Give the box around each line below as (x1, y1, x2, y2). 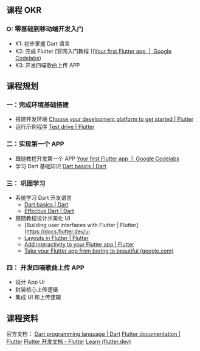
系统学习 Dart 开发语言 (15, 194, 72, 201)
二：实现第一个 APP (6, 140, 64, 148)
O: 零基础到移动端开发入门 (6, 25, 83, 33)
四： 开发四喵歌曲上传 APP (6, 263, 84, 271)
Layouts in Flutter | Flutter (24, 234, 89, 241)
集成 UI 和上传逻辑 (15, 293, 61, 301)
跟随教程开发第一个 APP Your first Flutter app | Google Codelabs (15, 155, 179, 162)
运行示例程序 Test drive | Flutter (15, 123, 95, 131)
